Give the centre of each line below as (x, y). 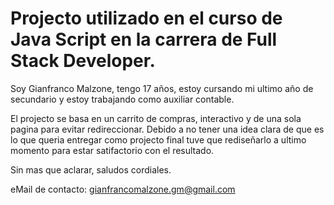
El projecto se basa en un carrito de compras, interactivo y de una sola (156, 118)
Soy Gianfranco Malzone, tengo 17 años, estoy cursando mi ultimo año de (162, 88)
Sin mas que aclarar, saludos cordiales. (91, 169)
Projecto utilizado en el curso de (146, 18)
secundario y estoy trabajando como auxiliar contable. (122, 99)
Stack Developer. (83, 61)
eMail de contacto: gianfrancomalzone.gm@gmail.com (123, 189)
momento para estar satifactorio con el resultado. (112, 150)
